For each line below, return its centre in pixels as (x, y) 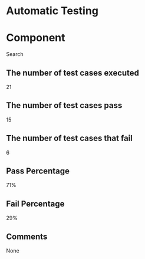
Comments (27, 236)
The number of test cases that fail (69, 138)
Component (36, 38)
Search (15, 54)
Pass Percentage (38, 171)
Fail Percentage (35, 204)
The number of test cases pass (64, 105)
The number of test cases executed (73, 73)
